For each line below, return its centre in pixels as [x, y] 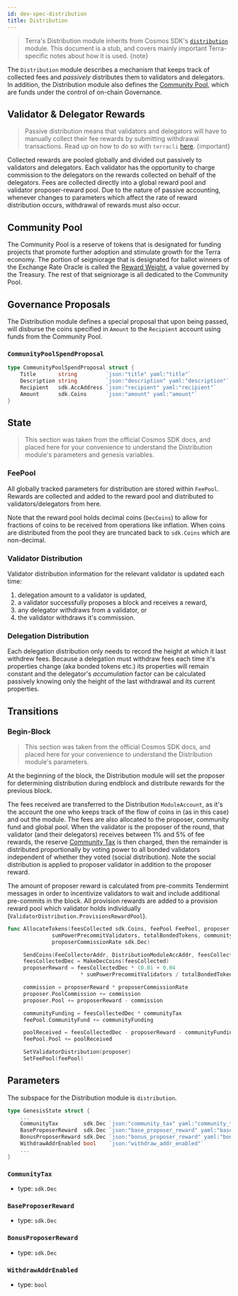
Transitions [33, 711]
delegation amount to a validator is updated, [82, 595]
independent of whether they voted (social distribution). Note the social [112, 857]
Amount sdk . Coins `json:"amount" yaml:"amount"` [109, 394]
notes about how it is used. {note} [99, 56]
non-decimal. [27, 540]
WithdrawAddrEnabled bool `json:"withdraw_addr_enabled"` [112, 1144]
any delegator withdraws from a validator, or [82, 610]
